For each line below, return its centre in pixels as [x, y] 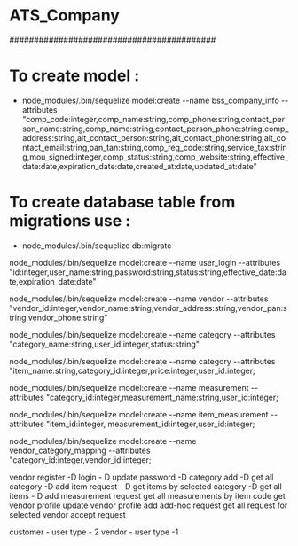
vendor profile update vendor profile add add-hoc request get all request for [149, 505]
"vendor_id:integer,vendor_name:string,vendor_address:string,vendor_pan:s [149, 308]
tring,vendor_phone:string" [59, 317]
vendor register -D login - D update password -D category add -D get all [141, 477]
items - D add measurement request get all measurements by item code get [147, 495]
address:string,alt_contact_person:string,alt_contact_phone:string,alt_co [154, 137]
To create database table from [122, 203]
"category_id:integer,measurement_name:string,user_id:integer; [162, 397]
